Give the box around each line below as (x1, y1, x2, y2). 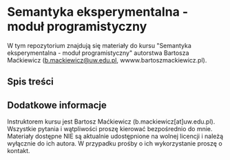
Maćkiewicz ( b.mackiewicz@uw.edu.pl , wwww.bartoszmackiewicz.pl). (7, 56, 207, 64)
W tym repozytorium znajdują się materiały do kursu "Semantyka (7, 41, 191, 49)
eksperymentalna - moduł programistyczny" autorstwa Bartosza (7, 49, 189, 57)
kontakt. (7, 147, 30, 155)
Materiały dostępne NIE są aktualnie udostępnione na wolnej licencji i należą (7, 132, 224, 141)
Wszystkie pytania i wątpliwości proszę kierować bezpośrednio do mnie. (7, 125, 213, 133)
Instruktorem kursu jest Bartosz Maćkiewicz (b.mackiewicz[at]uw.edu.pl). (7, 117, 216, 126)
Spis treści (7, 76, 54, 88)
